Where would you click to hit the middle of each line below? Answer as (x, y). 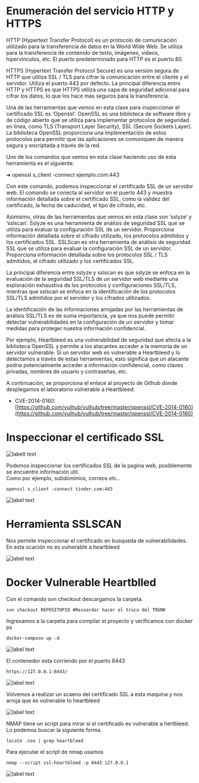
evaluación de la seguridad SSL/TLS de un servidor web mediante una (92, 278)
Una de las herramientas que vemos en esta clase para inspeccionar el (93, 107)
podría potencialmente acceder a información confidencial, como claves (95, 365)
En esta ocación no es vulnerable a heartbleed (63, 547)
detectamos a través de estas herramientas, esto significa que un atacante (97, 359)
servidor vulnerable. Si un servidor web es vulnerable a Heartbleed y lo (93, 352)
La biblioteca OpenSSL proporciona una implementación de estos (86, 133)
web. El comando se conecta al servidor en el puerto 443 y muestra (89, 192)
